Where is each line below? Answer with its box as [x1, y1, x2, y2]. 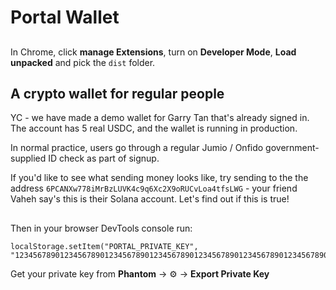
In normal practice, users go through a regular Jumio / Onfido [10, 142, 264, 154]
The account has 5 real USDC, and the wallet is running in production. [10, 122, 298, 135]
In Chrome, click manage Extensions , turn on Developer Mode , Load [10, 46, 297, 58]
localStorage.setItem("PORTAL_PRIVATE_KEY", [10, 241, 199, 251]
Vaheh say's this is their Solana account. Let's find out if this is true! [10, 193, 290, 205]
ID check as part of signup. [48, 152, 160, 165]
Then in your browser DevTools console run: [10, 222, 193, 234]
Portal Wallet [10, 6, 120, 29]
